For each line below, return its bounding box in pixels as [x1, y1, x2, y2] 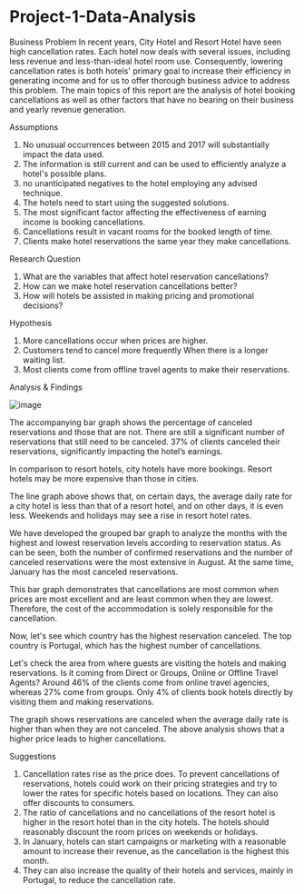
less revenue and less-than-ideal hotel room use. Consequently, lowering [9, 55, 283, 66]
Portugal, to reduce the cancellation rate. [22, 874, 176, 885]
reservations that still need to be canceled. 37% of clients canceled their [9, 436, 281, 447]
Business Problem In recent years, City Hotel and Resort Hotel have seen [9, 36, 282, 47]
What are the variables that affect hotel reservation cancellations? [22, 271, 270, 282]
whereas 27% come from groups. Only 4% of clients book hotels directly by [9, 686, 293, 697]
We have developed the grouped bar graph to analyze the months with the [9, 527, 288, 538]
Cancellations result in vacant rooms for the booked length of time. [22, 225, 273, 237]
